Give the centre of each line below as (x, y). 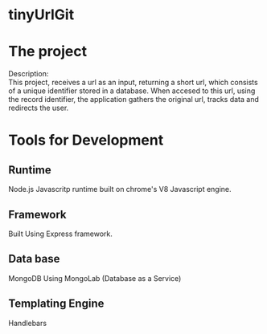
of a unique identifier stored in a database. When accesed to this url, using (132, 91)
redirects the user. (39, 108)
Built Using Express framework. (60, 234)
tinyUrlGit (41, 15)
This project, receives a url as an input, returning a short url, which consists (133, 83)
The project (47, 52)
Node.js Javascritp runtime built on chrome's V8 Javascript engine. (120, 189)
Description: (29, 74)
